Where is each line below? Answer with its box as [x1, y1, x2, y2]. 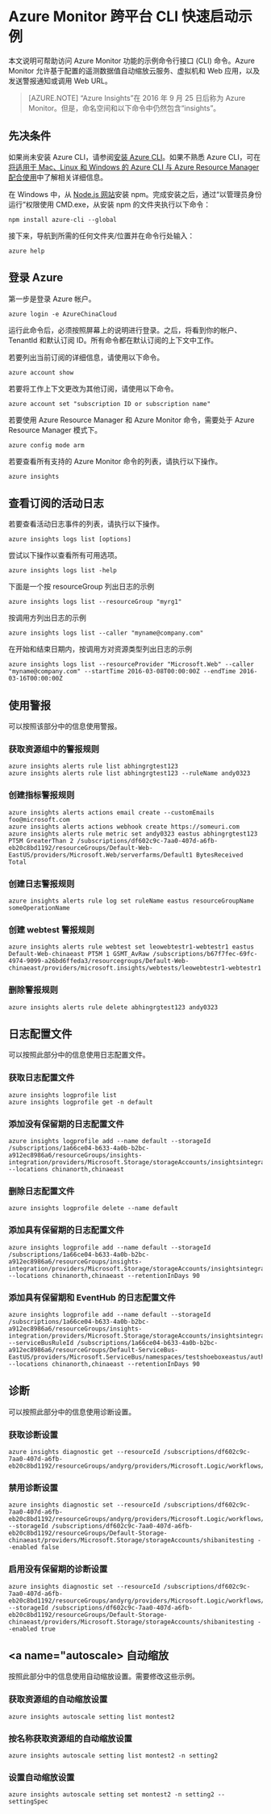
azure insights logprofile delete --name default [8, 1204, 179, 1213]
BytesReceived [196, 851, 244, 859]
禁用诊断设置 [8, 1482, 59, 1494]
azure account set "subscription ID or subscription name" [8, 400, 211, 408]
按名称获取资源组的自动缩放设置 [8, 1732, 133, 1744]
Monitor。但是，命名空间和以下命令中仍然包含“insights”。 [27, 103, 221, 113]
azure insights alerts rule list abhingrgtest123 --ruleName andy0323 [8, 769, 251, 777]
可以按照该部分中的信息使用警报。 [8, 722, 122, 731]
